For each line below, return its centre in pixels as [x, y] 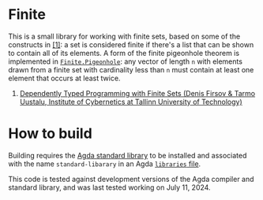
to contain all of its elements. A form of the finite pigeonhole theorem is [124, 53]
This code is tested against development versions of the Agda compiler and [131, 179]
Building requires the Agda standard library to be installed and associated [128, 155]
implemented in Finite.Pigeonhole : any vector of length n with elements [126, 61]
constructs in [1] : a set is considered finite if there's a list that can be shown [131, 44]
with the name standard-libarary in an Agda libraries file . [105, 164]
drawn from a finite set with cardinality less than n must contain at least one [131, 69]
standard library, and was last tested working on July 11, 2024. [109, 187]
